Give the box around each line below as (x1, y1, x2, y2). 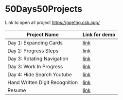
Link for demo (82, 31, 116, 38)
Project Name (26, 31, 59, 38)
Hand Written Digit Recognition (7, 79, 78, 86)
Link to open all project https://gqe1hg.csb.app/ (5, 20, 100, 25)
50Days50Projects (5, 3, 83, 15)
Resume (7, 87, 26, 94)
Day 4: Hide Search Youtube (7, 71, 72, 78)
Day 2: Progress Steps (7, 47, 59, 54)
